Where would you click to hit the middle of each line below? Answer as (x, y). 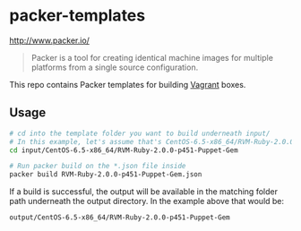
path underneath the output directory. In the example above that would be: (147, 201)
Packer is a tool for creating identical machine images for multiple (152, 57)
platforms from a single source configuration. (115, 67)
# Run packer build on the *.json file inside (98, 167)
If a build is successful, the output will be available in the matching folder (143, 192)
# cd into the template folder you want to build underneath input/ (140, 133)
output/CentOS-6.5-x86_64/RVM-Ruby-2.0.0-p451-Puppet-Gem (120, 218)
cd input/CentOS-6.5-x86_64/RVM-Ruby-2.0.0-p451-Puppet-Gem (124, 150)
